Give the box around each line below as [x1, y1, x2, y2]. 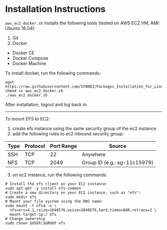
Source [109, 142, 127, 149]
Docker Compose [12, 55, 49, 61]
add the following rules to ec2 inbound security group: [12, 130, 124, 136]
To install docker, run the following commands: [5, 70, 101, 76]
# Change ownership [5, 216, 46, 221]
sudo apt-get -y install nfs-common [5, 186, 81, 191]
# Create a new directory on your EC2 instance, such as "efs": [5, 190, 141, 195]
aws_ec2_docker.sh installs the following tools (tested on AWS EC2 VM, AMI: [5, 20, 160, 26]
